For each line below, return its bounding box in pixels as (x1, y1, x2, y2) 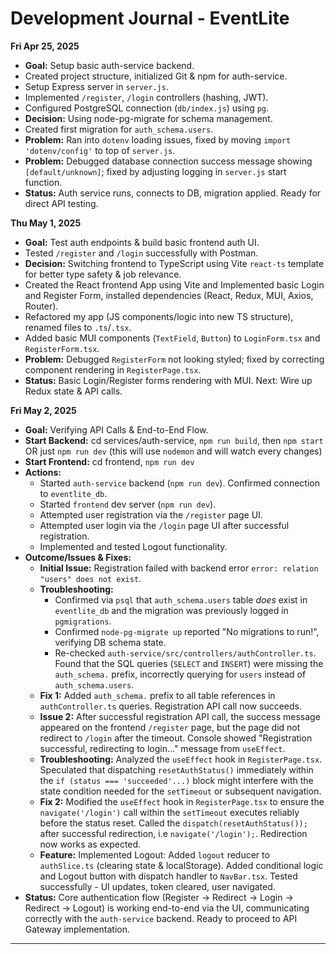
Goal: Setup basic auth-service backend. (24, 59, 195, 71)
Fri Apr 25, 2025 (10, 40, 80, 52)
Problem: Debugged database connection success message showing (24, 155, 313, 167)
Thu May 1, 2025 (10, 217, 82, 229)
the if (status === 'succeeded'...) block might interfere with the (39, 774, 314, 786)
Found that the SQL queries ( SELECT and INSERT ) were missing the (54, 657, 324, 669)
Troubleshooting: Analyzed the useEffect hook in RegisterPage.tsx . (39, 753, 323, 765)
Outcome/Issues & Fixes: (24, 551, 132, 563)
